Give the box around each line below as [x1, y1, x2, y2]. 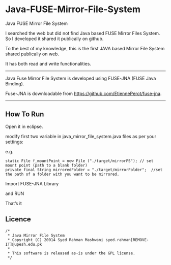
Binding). [5, 80, 24, 87]
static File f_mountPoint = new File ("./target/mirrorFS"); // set [5, 158, 154, 163]
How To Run [5, 110, 44, 119]
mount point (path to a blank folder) [5, 162, 88, 168]
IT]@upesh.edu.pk [5, 242, 42, 247]
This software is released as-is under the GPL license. [12, 250, 136, 256]
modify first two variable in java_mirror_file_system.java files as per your [5, 133, 157, 139]
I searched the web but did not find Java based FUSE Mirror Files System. [5, 30, 160, 36]
